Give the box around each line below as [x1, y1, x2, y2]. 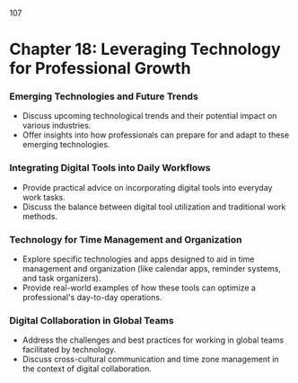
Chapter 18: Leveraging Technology [9, 40, 281, 59]
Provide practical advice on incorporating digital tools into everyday [22, 182, 273, 192]
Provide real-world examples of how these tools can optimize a [22, 282, 256, 293]
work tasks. [22, 191, 66, 202]
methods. [22, 210, 58, 221]
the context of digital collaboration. [22, 363, 153, 374]
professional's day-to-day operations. [22, 292, 162, 303]
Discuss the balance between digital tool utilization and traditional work [22, 201, 286, 212]
